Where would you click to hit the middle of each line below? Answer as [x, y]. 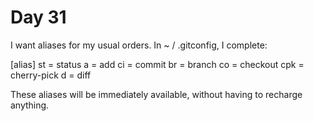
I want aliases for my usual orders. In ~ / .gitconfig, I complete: [139, 45]
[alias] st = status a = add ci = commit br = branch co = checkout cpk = [157, 64]
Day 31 [38, 17]
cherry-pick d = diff [51, 75]
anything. [30, 105]
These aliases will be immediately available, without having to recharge [156, 94]
